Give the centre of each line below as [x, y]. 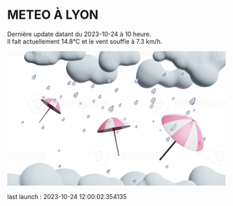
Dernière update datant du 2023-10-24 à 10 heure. [79, 34]
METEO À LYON [53, 15]
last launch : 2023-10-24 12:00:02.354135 [67, 197]
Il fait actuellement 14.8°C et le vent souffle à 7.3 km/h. [85, 41]
